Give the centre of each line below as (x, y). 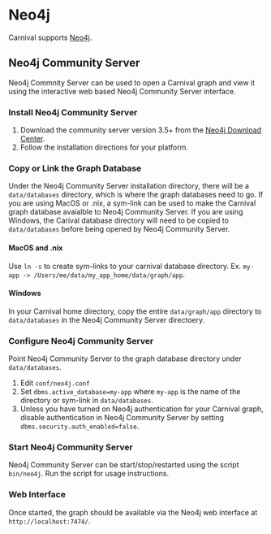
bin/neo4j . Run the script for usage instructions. (88, 474)
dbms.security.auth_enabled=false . (80, 426)
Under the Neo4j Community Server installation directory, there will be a (129, 186)
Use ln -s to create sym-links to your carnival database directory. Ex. (125, 266)
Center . (32, 139)
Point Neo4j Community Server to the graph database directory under (125, 358)
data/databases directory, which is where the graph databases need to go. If (136, 195)
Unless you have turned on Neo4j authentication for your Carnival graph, (142, 409)
